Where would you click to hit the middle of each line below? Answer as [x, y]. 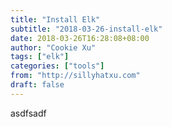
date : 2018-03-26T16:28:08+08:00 [80, 38]
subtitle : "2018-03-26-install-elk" [86, 29]
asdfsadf [28, 113]
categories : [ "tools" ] [57, 66]
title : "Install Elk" [55, 19]
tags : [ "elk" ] [40, 57]
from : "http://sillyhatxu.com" [75, 76]
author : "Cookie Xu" [53, 47]
